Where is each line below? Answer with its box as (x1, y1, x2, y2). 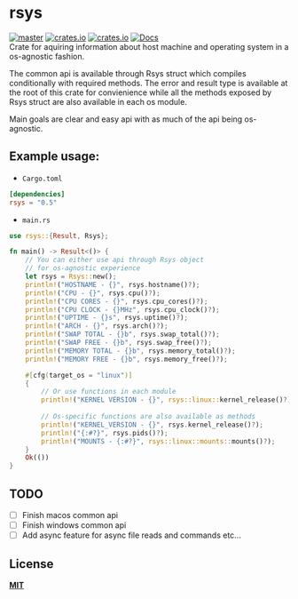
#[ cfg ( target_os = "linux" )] (25, 371, 133, 379)
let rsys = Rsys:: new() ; (25, 272, 117, 281)
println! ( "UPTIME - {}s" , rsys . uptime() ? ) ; (25, 314, 189, 323)
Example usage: (9, 149, 100, 164)
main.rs (21, 216, 51, 225)
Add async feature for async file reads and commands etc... (21, 530, 241, 540)
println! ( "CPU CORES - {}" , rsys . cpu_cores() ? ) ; (25, 297, 208, 306)
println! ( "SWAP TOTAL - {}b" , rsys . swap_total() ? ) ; (25, 330, 220, 339)
